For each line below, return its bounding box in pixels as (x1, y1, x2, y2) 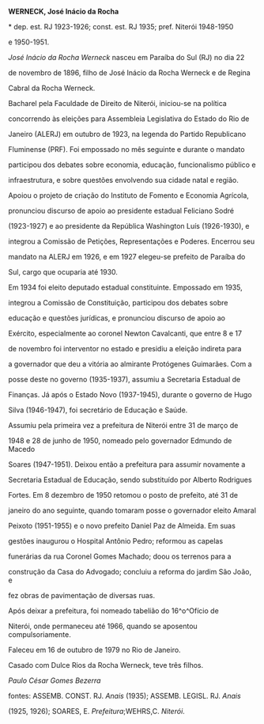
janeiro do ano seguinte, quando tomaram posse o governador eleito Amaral (8, 506, 257, 515)
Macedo (8, 445, 36, 453)
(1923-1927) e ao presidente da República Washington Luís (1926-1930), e (8, 222, 250, 230)
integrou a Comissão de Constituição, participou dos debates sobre (8, 298, 228, 307)
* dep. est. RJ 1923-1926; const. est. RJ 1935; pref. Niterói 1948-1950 (8, 22, 234, 31)
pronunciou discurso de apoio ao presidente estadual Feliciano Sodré (8, 206, 235, 215)
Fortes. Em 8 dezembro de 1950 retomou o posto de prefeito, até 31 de (8, 491, 239, 499)
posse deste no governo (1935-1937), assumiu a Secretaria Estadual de (8, 375, 241, 384)
